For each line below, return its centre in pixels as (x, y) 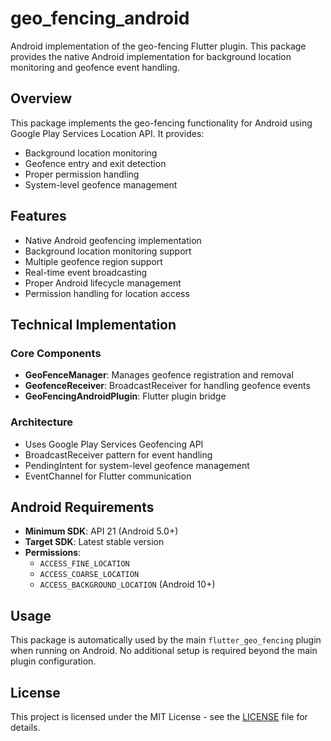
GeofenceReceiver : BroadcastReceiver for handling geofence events (167, 386)
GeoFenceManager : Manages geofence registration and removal (159, 375)
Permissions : (53, 553)
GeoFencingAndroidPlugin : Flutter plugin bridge (125, 396)
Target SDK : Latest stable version (94, 542)
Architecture (42, 422)
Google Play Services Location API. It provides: (107, 133)
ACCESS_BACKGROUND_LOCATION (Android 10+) (127, 584)
